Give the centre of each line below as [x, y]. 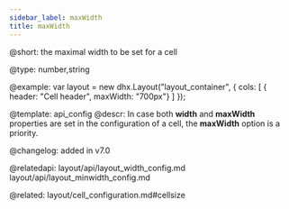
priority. [24, 132]
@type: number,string [50, 69]
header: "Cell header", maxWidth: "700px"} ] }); [98, 96]
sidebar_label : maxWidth [56, 18]
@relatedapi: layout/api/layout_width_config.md [98, 168]
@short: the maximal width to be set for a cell [94, 51]
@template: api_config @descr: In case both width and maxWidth [132, 114]
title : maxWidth [40, 26]
